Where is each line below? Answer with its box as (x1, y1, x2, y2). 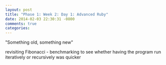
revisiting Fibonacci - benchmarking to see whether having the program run (5, 49, 161, 55)
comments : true (5, 21, 37, 26)
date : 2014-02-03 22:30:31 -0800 (5, 16, 75, 21)
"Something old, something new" (5, 39, 73, 45)
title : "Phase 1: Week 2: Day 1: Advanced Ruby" (5, 12, 108, 17)
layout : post (5, 7, 32, 12)
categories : (5, 26, 30, 31)
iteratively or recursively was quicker (5, 54, 81, 60)
